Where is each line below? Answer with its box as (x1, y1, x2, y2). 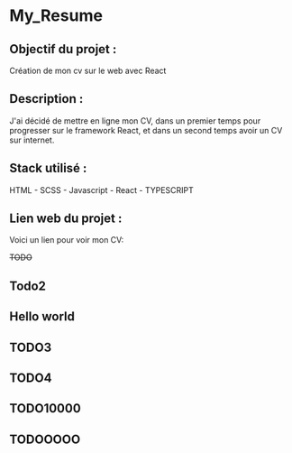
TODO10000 (9, 401, 81, 416)
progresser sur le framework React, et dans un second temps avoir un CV (9, 125, 283, 135)
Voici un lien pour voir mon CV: (9, 235, 124, 245)
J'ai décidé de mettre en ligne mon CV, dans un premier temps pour (9, 115, 261, 126)
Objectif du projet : (9, 42, 117, 57)
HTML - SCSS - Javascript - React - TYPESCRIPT (9, 184, 194, 195)
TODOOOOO (9, 431, 81, 447)
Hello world (9, 309, 75, 325)
